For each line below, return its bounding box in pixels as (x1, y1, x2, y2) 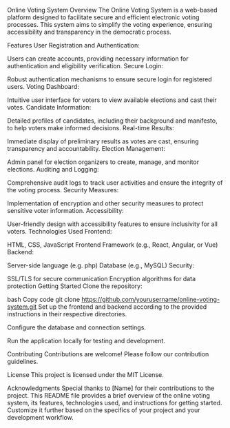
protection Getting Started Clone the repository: (7, 282, 143, 290)
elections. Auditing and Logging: (7, 165, 99, 173)
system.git (7, 303, 37, 311)
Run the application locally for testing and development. (7, 337, 165, 345)
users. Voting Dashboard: (7, 83, 79, 90)
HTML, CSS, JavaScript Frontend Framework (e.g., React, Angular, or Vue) (7, 241, 218, 249)
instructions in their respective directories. (7, 310, 127, 318)
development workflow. (7, 414, 74, 421)
